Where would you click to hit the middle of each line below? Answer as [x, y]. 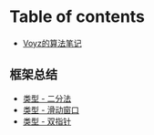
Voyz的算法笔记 [52, 43]
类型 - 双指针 [47, 121]
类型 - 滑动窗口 [51, 109]
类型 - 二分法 [47, 99]
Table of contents [77, 17]
